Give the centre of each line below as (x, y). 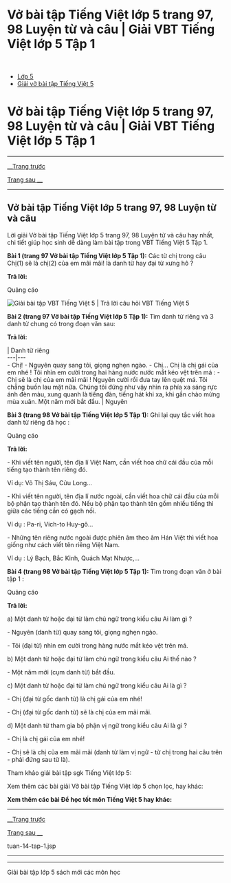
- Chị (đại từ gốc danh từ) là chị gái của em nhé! (75, 699)
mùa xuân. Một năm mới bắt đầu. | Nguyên (68, 401)
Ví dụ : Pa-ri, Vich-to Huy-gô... (50, 524)
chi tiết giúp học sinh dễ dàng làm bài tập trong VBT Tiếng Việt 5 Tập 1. (108, 242)
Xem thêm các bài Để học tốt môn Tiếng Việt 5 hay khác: (90, 799)
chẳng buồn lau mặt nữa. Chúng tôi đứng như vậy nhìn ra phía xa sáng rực (112, 387)
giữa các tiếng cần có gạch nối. (52, 511)
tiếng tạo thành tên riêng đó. (47, 469)
